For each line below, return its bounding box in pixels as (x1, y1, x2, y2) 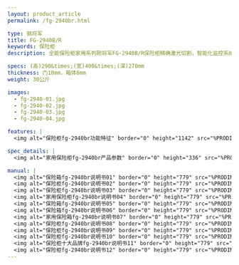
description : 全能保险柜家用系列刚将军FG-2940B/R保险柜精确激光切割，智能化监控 (7, 50, 224, 57)
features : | (7, 128, 43, 135)
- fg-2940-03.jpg (14, 108, 65, 116)
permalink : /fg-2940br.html (7, 17, 91, 24)
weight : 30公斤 (7, 76, 51, 83)
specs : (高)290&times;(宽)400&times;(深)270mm (7, 63, 144, 70)
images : (7, 88, 31, 96)
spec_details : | (7, 147, 55, 155)
